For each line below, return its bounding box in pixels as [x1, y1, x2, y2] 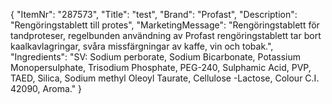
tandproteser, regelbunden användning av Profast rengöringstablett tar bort [10, 30, 322, 41]
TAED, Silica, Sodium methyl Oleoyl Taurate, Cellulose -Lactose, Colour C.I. [10, 72, 320, 84]
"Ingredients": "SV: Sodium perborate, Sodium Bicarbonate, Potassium [10, 51, 302, 63]
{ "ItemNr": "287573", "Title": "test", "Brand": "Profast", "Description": [10, 9, 298, 20]
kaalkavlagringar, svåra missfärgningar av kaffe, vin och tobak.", [10, 40, 274, 52]
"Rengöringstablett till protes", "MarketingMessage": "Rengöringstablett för [10, 19, 320, 31]
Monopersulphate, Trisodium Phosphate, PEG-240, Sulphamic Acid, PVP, [10, 62, 312, 73]
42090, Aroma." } [10, 83, 83, 94]
